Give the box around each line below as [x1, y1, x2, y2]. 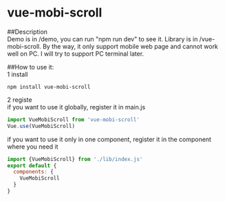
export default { [7, 162, 57, 169]
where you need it [7, 142, 58, 151]
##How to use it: [7, 63, 54, 71]
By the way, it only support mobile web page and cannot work [42, 42, 219, 50]
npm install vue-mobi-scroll [7, 83, 91, 90]
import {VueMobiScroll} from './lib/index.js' [7, 156, 143, 162]
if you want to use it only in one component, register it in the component [7, 135, 212, 143]
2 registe [7, 95, 32, 104]
